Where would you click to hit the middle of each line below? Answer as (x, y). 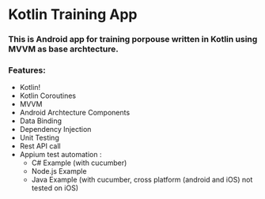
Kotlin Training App (73, 15)
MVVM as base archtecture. (63, 49)
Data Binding (40, 121)
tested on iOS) (55, 188)
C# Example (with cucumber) (79, 163)
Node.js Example (59, 171)
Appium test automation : (61, 155)
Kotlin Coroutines (48, 96)
